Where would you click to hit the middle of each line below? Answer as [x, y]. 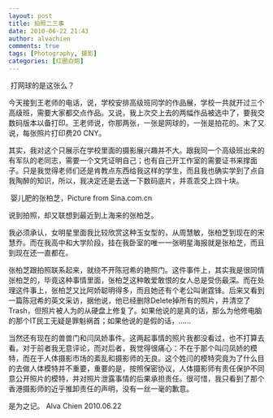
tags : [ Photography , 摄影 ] [53, 54]
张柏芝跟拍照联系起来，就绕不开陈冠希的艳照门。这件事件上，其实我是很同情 [136, 269]
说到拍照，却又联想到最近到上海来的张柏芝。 [83, 215]
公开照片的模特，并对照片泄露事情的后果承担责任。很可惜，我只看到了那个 [140, 378]
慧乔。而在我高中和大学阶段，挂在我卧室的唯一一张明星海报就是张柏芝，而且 [136, 242]
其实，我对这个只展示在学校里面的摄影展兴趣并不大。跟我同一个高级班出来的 [136, 150]
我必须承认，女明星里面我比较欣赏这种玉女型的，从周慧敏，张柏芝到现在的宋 [136, 232]
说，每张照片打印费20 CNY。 [57, 133]
